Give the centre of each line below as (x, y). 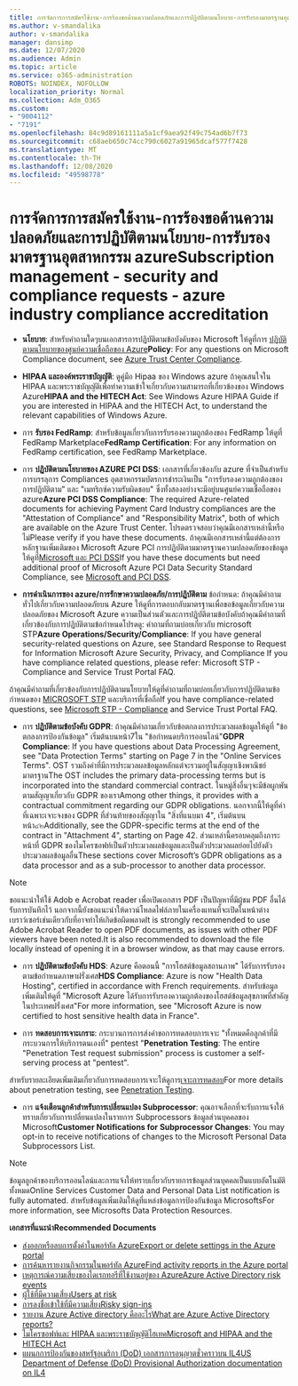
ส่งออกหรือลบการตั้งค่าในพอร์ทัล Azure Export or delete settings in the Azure (149, 1246)
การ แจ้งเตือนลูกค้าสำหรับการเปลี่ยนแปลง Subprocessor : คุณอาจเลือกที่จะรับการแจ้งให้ (153, 1107)
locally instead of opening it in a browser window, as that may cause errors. (147, 949)
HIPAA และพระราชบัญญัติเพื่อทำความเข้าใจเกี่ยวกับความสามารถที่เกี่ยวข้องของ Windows (153, 387)
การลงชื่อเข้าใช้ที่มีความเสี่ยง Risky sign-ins (87, 1304)
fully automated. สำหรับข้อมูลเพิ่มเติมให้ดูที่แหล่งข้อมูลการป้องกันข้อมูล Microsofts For (142, 1200)
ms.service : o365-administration (71, 76)
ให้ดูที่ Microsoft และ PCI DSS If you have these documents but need (141, 557)
